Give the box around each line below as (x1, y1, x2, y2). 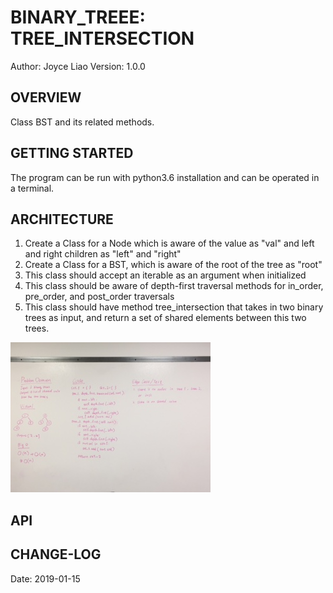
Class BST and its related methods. (10, 116, 155, 128)
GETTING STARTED (10, 145, 134, 162)
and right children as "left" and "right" (24, 248, 182, 260)
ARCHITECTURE (10, 211, 114, 228)
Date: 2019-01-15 (10, 572, 81, 585)
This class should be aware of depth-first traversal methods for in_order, (24, 280, 324, 292)
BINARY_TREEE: (10, 6, 146, 29)
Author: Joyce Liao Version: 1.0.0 (10, 60, 146, 72)
